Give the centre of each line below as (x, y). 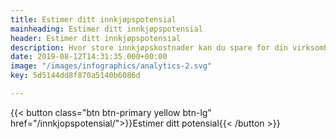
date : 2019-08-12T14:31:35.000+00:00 (89, 57)
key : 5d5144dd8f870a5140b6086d (75, 76)
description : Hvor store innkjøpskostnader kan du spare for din (149, 47)
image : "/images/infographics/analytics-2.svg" (111, 66)
